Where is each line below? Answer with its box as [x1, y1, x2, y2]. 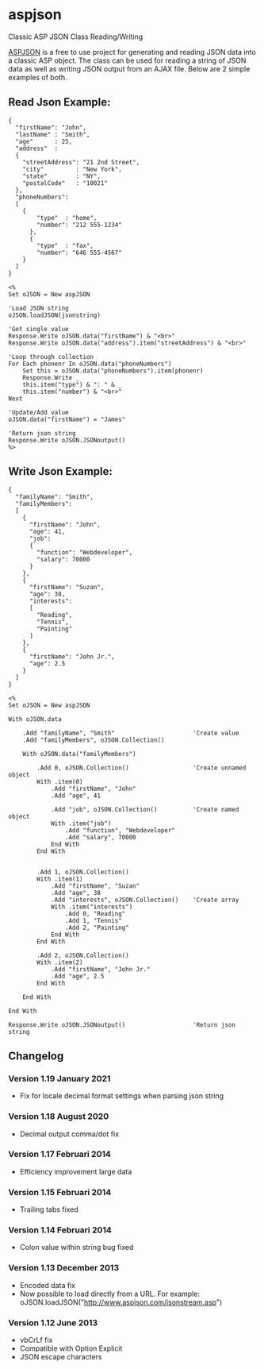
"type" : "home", [36, 214, 98, 222]
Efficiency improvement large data [19, 1167, 132, 1176]
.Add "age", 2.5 [50, 972, 105, 980]
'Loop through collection [8, 353, 94, 361]
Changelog [8, 1049, 64, 1062]
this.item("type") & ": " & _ [22, 380, 123, 388]
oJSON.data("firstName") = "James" [8, 415, 126, 423]
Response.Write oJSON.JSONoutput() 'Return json [8, 1020, 236, 1029]
